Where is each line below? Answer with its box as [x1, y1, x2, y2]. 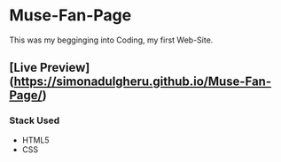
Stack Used [9, 114, 60, 127]
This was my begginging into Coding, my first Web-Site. [9, 35, 214, 45]
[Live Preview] [9, 60, 90, 75]
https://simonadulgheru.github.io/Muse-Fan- [13, 74, 272, 89]
